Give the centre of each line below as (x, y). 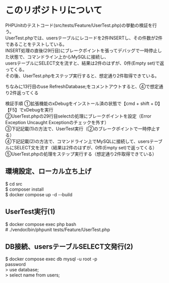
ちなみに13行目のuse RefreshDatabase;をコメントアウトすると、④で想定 (82, 86)
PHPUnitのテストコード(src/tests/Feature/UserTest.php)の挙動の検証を (79, 25)
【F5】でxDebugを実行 (29, 109)
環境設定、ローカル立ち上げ (48, 171)
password (16, 264)
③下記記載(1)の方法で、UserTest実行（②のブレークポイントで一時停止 (80, 129)
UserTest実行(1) (30, 212)
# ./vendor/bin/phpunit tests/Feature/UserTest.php (58, 230)
